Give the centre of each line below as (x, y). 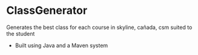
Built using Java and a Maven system (61, 45)
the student (21, 33)
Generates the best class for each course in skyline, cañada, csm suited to (99, 27)
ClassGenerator (47, 11)
